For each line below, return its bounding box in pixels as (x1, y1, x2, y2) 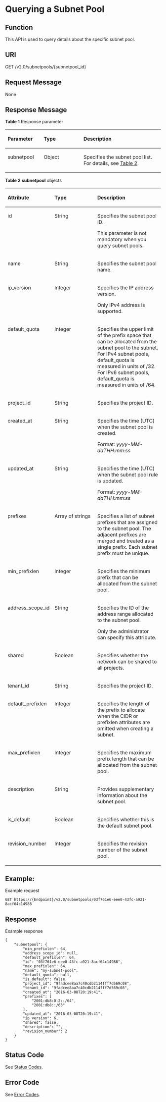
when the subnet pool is (97, 423, 153, 430)
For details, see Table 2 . (83, 160, 139, 167)
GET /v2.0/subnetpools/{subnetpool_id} (5, 63, 86, 70)
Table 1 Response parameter (5, 119, 63, 125)
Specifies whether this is (97, 816, 155, 823)
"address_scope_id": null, (23, 951, 79, 956)
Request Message (5, 78, 62, 87)
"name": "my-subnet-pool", (23, 968, 79, 973)
